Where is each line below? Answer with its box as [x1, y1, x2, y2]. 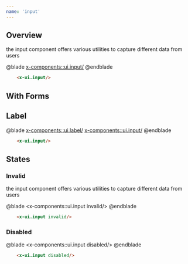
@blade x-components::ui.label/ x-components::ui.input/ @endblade [6, 127, 172, 134]
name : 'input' [6, 8, 41, 15]
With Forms [6, 91, 50, 101]
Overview [6, 31, 43, 40]
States [6, 154, 30, 164]
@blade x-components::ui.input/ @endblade [6, 63, 113, 70]
